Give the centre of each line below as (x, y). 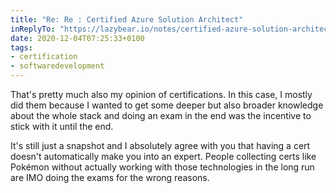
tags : (21, 47)
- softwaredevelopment (57, 66)
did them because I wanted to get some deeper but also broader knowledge (167, 105)
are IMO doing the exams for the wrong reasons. (110, 177)
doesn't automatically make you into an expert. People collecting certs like (163, 156)
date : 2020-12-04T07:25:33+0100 (77, 38)
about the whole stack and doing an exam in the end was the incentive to (161, 115)
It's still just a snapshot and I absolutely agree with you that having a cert (160, 145)
